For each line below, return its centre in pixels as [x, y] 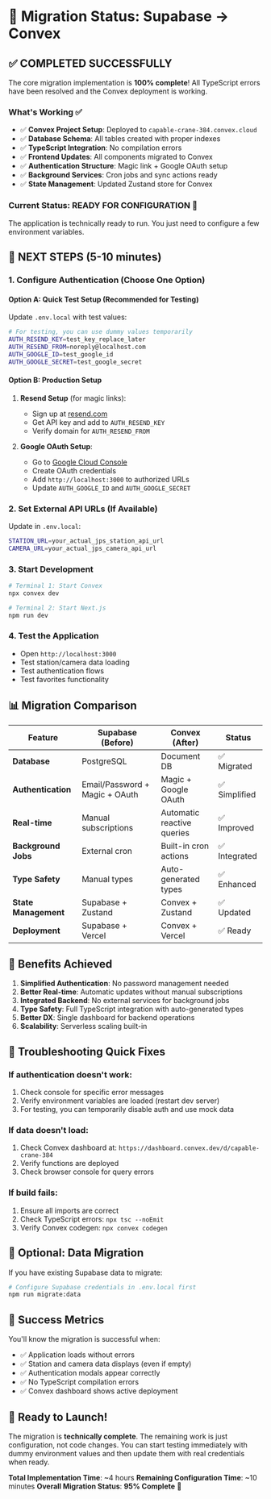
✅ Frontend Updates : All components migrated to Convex [117, 157]
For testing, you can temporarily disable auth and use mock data [127, 1110]
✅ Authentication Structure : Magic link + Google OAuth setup [124, 166]
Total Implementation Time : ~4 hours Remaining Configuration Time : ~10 [133, 1477]
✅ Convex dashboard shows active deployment [99, 1391]
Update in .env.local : [45, 526]
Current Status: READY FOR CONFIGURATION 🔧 [103, 206]
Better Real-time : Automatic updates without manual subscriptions [131, 992]
